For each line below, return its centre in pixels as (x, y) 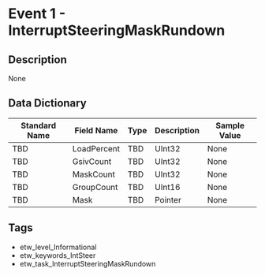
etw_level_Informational (58, 247)
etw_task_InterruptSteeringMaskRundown (88, 263)
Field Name (96, 130)
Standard (39, 125)
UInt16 (168, 187)
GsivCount (92, 161)
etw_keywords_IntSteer (58, 255)
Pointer (168, 200)
